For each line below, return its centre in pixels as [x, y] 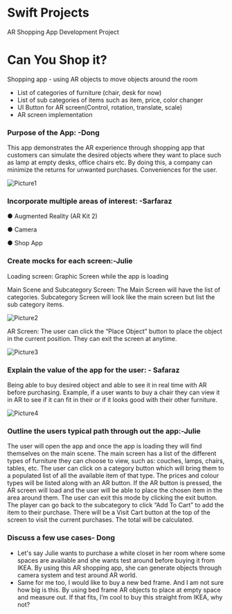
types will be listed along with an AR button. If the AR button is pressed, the [115, 483]
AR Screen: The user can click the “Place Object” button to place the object [115, 331]
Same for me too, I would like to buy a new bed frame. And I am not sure [120, 582]
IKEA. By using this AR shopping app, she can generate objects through [119, 568]
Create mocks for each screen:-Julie [70, 261]
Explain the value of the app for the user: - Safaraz [93, 370]
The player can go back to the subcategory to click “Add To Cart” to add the [116, 505]
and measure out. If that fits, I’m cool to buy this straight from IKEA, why [120, 597]
